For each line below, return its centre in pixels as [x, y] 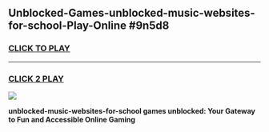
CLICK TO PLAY [39, 49]
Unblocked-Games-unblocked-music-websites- [132, 13]
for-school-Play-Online [67, 26]
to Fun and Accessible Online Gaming [72, 119]
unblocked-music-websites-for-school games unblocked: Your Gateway [132, 110]
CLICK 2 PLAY [36, 78]
